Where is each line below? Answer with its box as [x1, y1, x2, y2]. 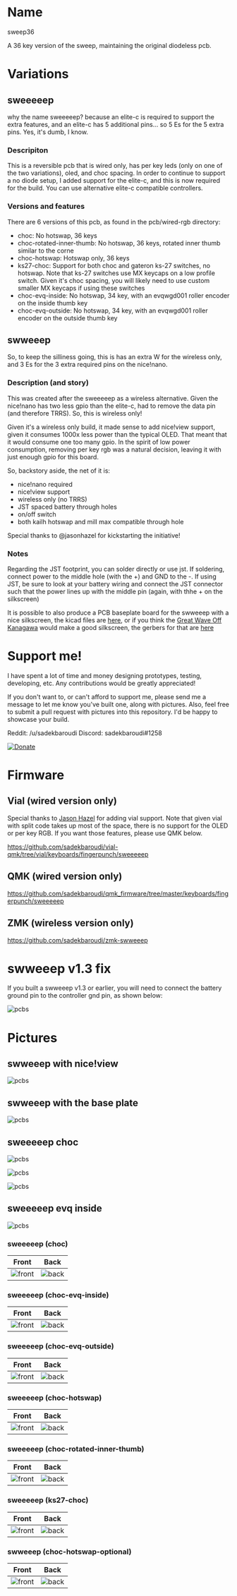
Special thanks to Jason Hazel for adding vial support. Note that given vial [7, 814, 222, 822]
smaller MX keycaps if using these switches [17, 284, 145, 292]
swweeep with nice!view [7, 1058, 119, 1070]
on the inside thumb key [17, 298, 88, 307]
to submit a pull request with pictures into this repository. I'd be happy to [7, 707, 218, 716]
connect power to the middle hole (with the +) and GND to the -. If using [7, 572, 217, 581]
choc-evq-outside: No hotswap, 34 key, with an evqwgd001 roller [17, 306, 208, 315]
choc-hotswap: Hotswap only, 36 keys [17, 253, 130, 262]
